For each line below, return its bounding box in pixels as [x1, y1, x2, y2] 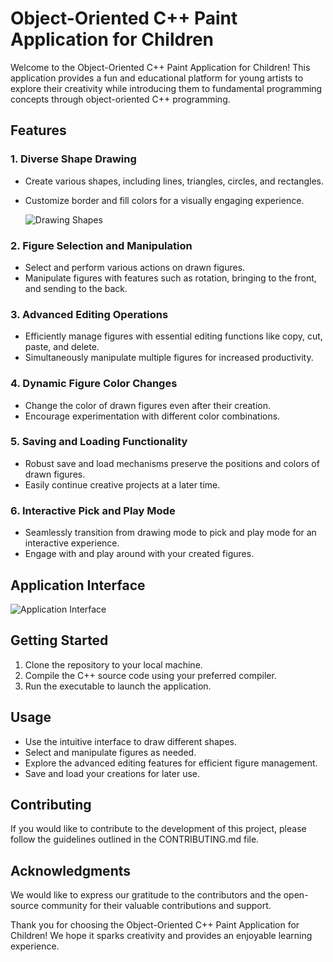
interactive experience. [24, 537, 120, 549]
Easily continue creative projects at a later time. [24, 478, 221, 491]
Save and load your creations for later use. [24, 767, 201, 779]
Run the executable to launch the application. [24, 680, 212, 692]
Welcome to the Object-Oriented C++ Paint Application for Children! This [10, 61, 311, 73]
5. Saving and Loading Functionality [10, 435, 188, 449]
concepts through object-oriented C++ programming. [10, 93, 231, 105]
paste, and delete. [24, 341, 100, 353]
